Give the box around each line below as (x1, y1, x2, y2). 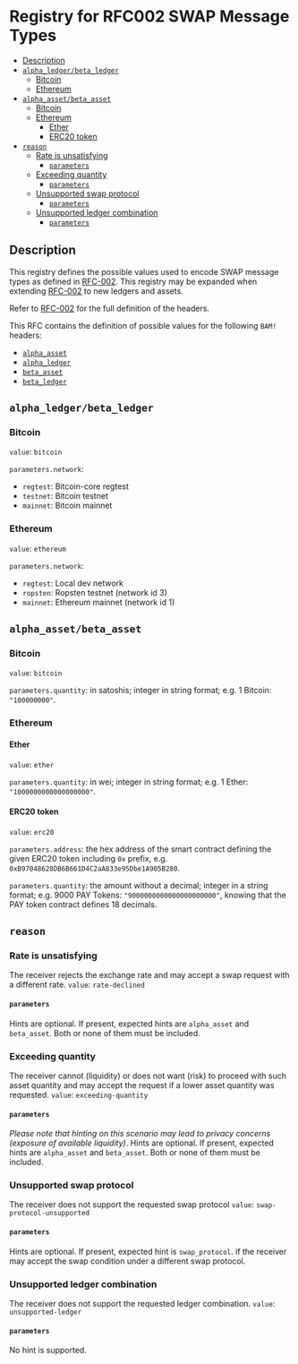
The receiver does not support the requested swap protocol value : (9, 1199, 255, 1210)
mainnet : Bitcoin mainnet (21, 500, 113, 511)
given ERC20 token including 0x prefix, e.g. (9, 853, 168, 863)
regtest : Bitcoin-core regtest (21, 481, 130, 492)
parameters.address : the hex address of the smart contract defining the (9, 844, 272, 854)
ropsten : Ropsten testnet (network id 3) (21, 587, 168, 597)
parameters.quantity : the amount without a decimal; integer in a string (9, 879, 268, 890)
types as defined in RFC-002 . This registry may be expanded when (9, 276, 258, 287)
